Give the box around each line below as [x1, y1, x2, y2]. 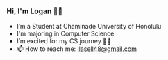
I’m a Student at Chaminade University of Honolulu [16, 22, 162, 31]
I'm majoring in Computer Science [16, 29, 115, 38]
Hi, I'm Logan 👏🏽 [6, 6, 63, 16]
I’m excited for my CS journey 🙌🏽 [16, 37, 112, 45]
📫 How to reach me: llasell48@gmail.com [16, 45, 137, 53]
